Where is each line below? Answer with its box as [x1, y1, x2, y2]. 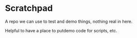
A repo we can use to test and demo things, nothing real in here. [5, 19, 133, 24]
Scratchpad [5, 3, 53, 14]
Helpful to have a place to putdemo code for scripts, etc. [5, 28, 117, 33]
